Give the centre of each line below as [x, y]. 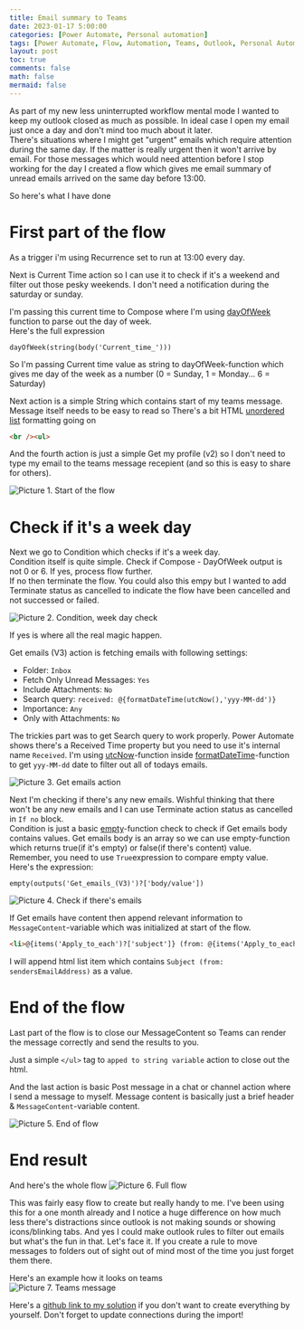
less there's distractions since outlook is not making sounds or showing [142, 1222]
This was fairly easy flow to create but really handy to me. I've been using [147, 1203]
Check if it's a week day [100, 527]
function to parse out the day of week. [81, 321]
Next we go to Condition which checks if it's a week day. [115, 552]
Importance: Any [52, 709]
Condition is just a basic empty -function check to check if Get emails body [148, 829]
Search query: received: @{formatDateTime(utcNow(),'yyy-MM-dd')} [149, 699]
